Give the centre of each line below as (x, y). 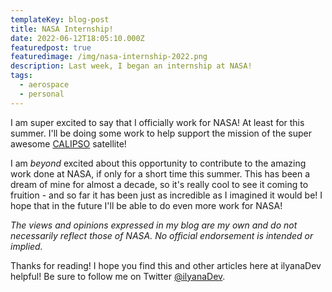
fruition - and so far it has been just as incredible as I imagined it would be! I (166, 195)
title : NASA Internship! (62, 29)
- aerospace (44, 85)
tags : (21, 76)
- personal (42, 94)
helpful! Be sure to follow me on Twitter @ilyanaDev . (118, 276)
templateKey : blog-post (60, 19)
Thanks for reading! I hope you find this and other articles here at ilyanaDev (166, 265)
